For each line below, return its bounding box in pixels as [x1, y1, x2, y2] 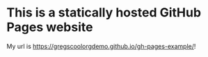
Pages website [6, 19, 93, 35]
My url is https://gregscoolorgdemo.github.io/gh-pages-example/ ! [6, 42, 196, 50]
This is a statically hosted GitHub [6, 5, 202, 21]
